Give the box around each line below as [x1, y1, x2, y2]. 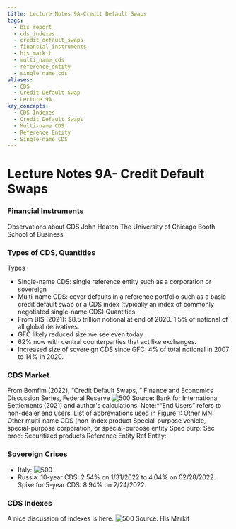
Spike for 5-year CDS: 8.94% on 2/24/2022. [17, 480, 147, 489]
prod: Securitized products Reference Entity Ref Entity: [7, 431, 167, 440]
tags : [7, 17, 23, 24]
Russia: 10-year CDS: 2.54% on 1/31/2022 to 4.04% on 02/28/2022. [17, 472, 216, 482]
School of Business [7, 229, 64, 238]
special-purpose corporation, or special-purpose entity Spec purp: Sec [7, 424, 215, 433]
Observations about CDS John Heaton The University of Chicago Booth [7, 222, 216, 231]
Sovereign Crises [7, 449, 68, 459]
